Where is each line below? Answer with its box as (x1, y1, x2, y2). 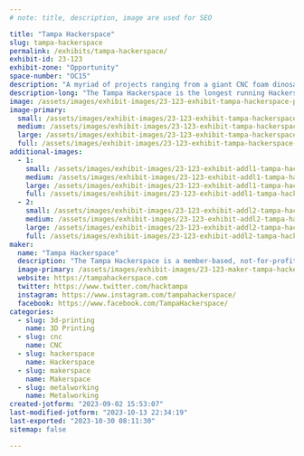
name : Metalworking (25, 391, 100, 401)
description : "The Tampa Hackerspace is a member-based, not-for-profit (17, 257, 298, 266)
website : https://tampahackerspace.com (17, 273, 168, 283)
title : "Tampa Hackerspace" (9, 29, 116, 39)
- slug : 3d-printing (17, 316, 95, 325)
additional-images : (9, 147, 83, 157)
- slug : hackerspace (17, 349, 95, 358)
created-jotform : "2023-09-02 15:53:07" (9, 400, 165, 409)
